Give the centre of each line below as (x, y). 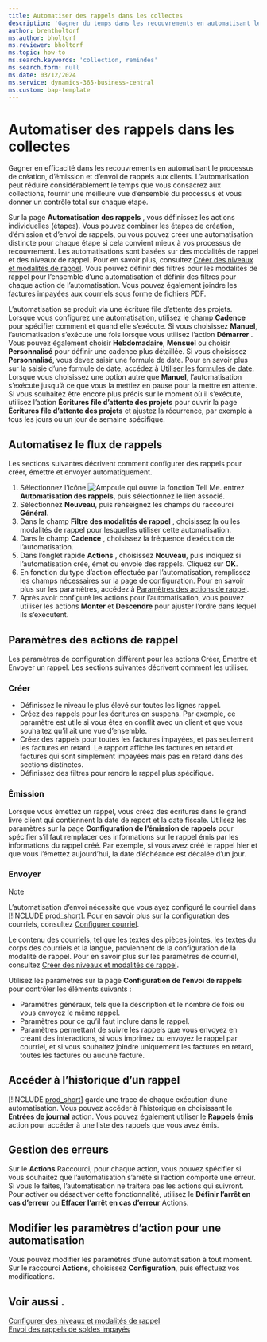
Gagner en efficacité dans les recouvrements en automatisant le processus (131, 168)
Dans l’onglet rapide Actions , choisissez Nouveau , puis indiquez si (130, 556)
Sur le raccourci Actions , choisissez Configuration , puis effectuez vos (124, 1268)
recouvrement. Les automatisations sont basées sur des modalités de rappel (133, 251)
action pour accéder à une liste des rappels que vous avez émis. (114, 1124)
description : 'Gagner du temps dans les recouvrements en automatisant (129, 23)
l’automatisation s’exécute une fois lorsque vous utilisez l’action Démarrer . (131, 335)
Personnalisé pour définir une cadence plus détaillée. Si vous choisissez (128, 352)
